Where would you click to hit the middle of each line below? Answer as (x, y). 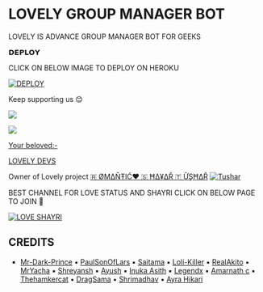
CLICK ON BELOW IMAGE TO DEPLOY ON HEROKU (94, 68)
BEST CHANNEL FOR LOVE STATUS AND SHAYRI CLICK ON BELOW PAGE (132, 193)
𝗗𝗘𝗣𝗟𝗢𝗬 (24, 52)
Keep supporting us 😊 (46, 99)
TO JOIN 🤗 (26, 201)
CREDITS (31, 242)
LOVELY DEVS (32, 161)
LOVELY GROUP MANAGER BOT (117, 14)
